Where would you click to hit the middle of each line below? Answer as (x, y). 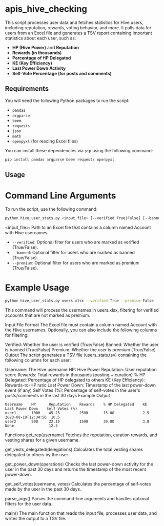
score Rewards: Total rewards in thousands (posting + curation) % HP (75, 375)
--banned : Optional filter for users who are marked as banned (73, 252)
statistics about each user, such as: (41, 38)
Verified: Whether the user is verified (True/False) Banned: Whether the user (82, 344)
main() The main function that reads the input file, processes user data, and (81, 513)
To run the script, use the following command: (51, 209)
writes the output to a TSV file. (36, 518)
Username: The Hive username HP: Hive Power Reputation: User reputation (81, 369)
